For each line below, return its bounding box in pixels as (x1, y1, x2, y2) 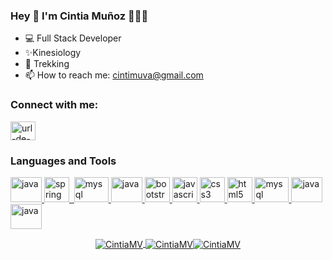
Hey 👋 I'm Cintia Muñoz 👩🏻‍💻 (10, 9, 149, 23)
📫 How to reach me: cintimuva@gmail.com (24, 69, 204, 81)
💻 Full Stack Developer (24, 32, 122, 44)
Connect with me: (10, 98, 99, 112)
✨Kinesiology (24, 47, 82, 59)
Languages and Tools (10, 154, 117, 168)
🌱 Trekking (24, 58, 70, 70)
